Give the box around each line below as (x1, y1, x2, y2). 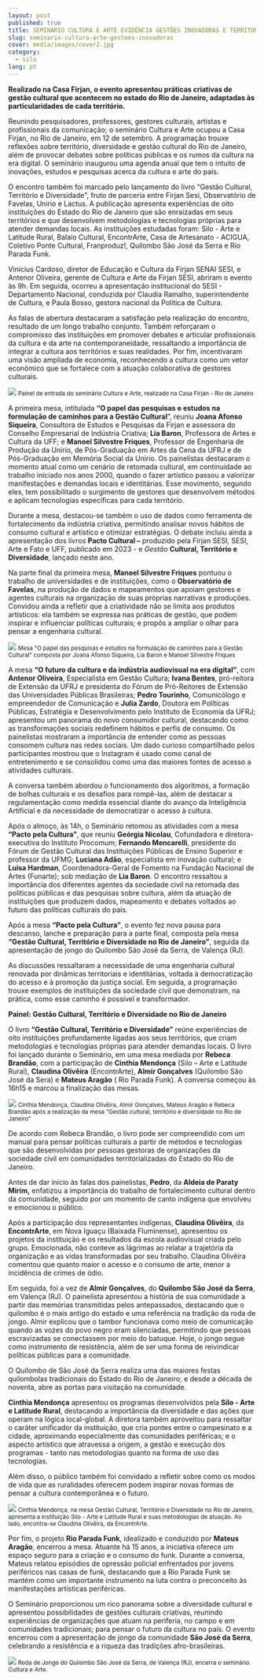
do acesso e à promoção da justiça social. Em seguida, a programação (8, 977, 237, 986)
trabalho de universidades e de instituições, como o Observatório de (8, 576, 232, 586)
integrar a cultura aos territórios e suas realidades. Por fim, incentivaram (8, 346, 243, 356)
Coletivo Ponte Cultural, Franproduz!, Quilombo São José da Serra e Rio (8, 240, 241, 250)
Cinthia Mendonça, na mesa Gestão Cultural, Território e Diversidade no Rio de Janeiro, (17, 1506, 254, 1514)
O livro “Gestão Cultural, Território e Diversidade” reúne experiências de (8, 1024, 247, 1034)
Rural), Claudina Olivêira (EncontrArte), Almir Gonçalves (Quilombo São (8, 1066, 244, 1076)
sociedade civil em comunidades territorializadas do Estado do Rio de (8, 1153, 234, 1163)
